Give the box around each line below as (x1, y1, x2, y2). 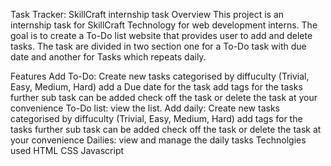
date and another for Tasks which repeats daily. (10, 51, 207, 63)
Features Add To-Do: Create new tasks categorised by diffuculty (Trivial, (10, 70, 310, 82)
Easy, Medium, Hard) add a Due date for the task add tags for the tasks (10, 81, 303, 93)
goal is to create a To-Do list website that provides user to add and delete (10, 30, 313, 41)
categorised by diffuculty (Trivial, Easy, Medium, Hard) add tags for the (10, 113, 303, 124)
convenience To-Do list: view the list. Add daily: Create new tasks (10, 102, 280, 114)
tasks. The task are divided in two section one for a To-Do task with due (10, 40, 307, 52)
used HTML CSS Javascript (10, 145, 125, 156)
